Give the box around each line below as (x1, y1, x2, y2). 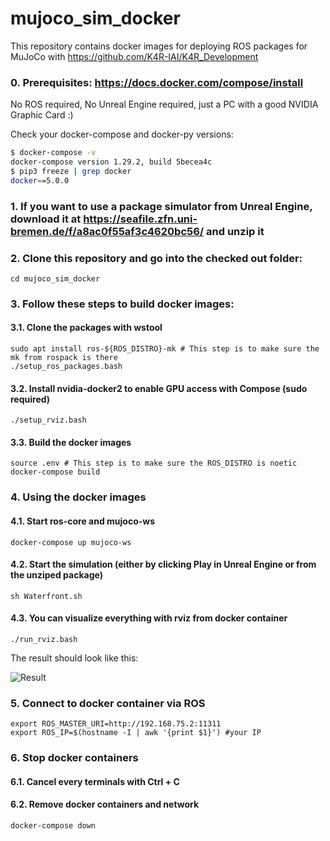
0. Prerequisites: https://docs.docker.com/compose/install (10, 75, 304, 89)
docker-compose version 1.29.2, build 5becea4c (10, 157, 213, 167)
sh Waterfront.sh (10, 591, 83, 601)
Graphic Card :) (10, 109, 74, 121)
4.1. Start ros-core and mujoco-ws (10, 515, 156, 527)
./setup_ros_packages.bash (10, 362, 123, 372)
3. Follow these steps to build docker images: (10, 297, 235, 311)
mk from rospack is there (10, 353, 118, 363)
